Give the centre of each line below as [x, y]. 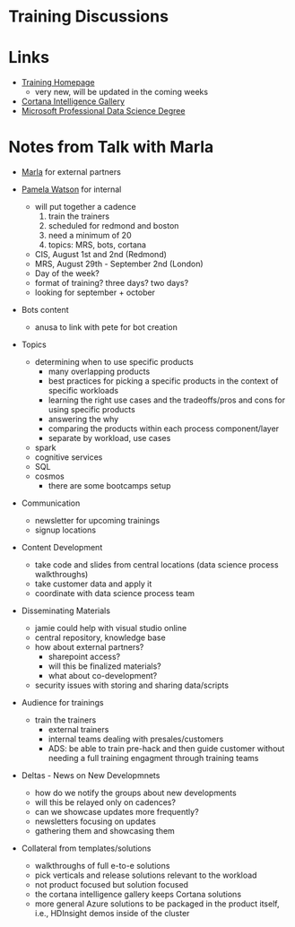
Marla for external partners [71, 172]
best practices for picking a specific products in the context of [163, 381]
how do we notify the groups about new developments [135, 793]
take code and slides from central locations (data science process [156, 565]
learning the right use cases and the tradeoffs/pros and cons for [167, 400]
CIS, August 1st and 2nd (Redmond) [101, 255]
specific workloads [83, 391]
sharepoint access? [84, 657]
